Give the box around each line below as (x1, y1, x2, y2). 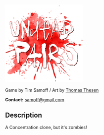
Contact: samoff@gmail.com (5, 97, 64, 103)
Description (5, 111, 42, 120)
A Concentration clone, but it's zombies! (5, 124, 87, 130)
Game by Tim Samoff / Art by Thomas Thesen (5, 87, 99, 93)
